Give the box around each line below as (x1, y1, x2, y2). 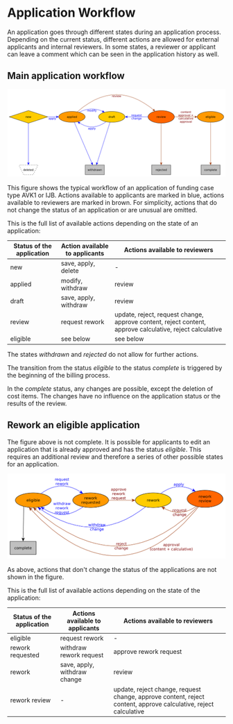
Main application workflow (7, 70, 125, 82)
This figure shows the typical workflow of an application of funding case (7, 183, 214, 192)
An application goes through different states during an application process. (7, 28, 222, 36)
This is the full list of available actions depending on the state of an (7, 219, 199, 227)
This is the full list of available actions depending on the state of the (7, 587, 200, 594)
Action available (61, 242, 109, 251)
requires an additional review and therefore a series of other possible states (7, 453, 223, 461)
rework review (10, 696, 51, 704)
